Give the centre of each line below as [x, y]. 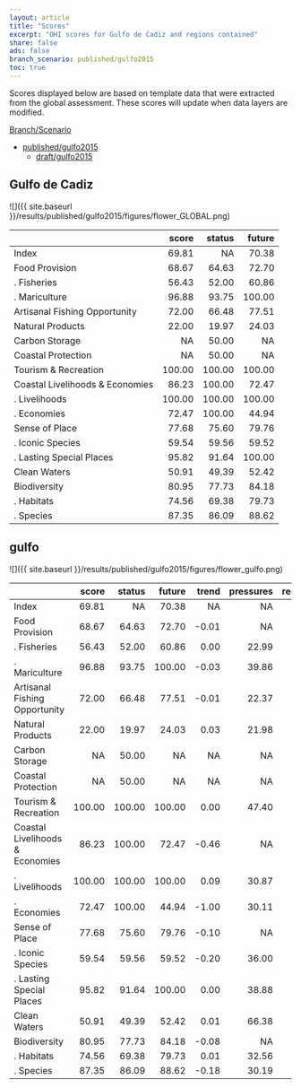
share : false [34, 43]
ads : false [30, 51]
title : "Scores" [39, 26]
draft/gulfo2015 [64, 156]
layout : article [39, 17]
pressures [251, 591]
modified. [27, 112]
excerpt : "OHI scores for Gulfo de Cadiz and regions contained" [133, 34]
